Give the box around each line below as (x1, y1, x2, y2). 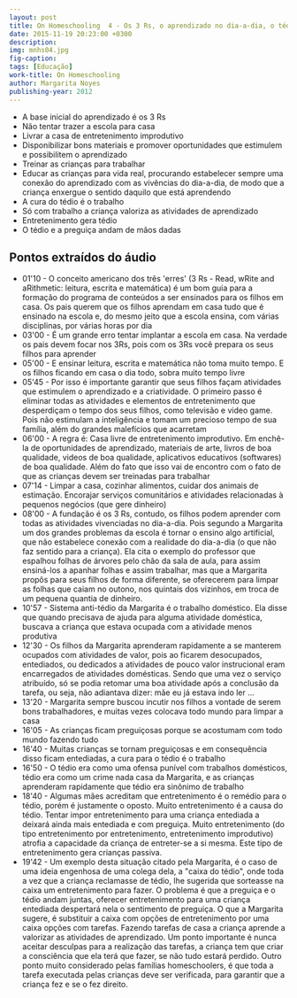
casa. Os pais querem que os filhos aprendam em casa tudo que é (21, 302, 264, 313)
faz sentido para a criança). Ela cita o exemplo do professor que (21, 546, 256, 557)
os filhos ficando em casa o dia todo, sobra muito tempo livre (21, 367, 246, 378)
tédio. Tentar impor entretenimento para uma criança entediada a (21, 809, 260, 820)
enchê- (257, 433, 286, 444)
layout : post (9, 12, 57, 22)
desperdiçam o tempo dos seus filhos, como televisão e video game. (21, 405, 273, 416)
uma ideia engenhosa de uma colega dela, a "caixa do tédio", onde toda (21, 866, 285, 877)
